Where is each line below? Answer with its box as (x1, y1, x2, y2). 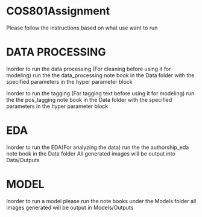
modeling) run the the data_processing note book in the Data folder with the (6, 71, 195, 79)
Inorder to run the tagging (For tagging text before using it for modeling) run (6, 89, 195, 97)
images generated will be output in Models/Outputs (6, 204, 134, 211)
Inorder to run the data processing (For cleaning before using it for (6, 65, 171, 72)
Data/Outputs (6, 156, 40, 163)
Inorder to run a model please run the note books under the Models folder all (6, 197, 197, 204)
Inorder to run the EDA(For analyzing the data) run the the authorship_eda (6, 143, 189, 151)
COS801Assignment (6, 4, 110, 18)
